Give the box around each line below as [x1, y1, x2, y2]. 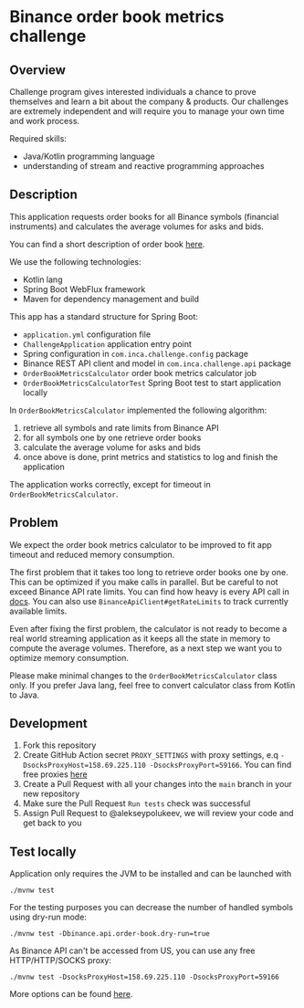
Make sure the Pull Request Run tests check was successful [22, 798, 251, 809]
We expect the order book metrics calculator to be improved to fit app [9, 539, 272, 550]
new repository [22, 788, 80, 800]
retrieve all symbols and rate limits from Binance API [22, 422, 219, 433]
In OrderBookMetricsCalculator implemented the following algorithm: [9, 404, 267, 415]
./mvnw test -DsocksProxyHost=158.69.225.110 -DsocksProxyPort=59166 [9, 972, 280, 982]
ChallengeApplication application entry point [22, 338, 192, 349]
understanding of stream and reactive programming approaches [22, 161, 265, 171]
